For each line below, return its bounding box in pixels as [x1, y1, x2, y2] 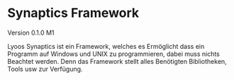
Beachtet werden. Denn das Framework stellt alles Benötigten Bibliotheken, [7, 57, 227, 65]
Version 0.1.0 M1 [7, 28, 55, 37]
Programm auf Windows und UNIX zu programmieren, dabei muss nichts [7, 50, 220, 58]
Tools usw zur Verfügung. [7, 64, 83, 73]
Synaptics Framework [7, 5, 140, 21]
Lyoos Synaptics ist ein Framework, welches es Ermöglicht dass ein [7, 42, 205, 50]
